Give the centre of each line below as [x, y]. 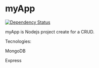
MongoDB [15, 51]
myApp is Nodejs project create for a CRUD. [50, 32]
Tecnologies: [18, 41]
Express [13, 60]
